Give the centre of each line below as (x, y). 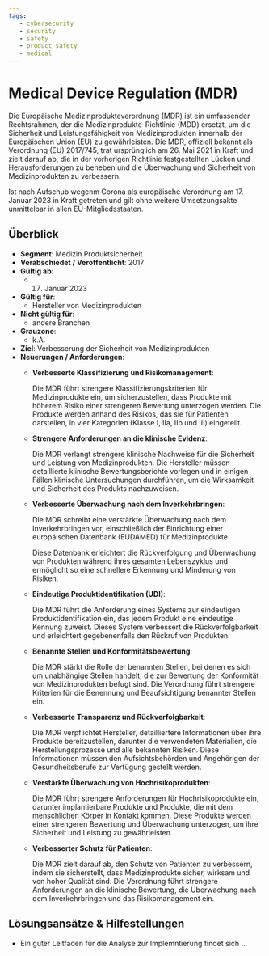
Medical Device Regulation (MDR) (123, 93)
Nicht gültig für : (47, 314)
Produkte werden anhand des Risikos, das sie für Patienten (130, 414)
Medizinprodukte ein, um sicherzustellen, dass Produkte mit (132, 396)
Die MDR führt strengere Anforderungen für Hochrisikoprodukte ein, (145, 798)
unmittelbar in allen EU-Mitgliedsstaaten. (76, 209)
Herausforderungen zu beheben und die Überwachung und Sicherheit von (132, 167)
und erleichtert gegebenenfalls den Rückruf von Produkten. (131, 635)
